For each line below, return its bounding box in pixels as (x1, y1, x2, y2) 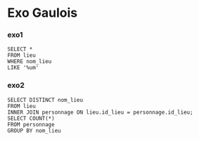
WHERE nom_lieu (7, 58, 52, 65)
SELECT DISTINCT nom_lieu (7, 96, 83, 103)
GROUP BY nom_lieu (7, 127, 61, 134)
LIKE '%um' (7, 65, 39, 72)
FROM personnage (7, 121, 55, 128)
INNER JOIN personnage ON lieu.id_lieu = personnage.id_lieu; (7, 109, 193, 116)
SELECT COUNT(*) (7, 114, 55, 122)
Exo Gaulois (7, 5, 78, 21)
